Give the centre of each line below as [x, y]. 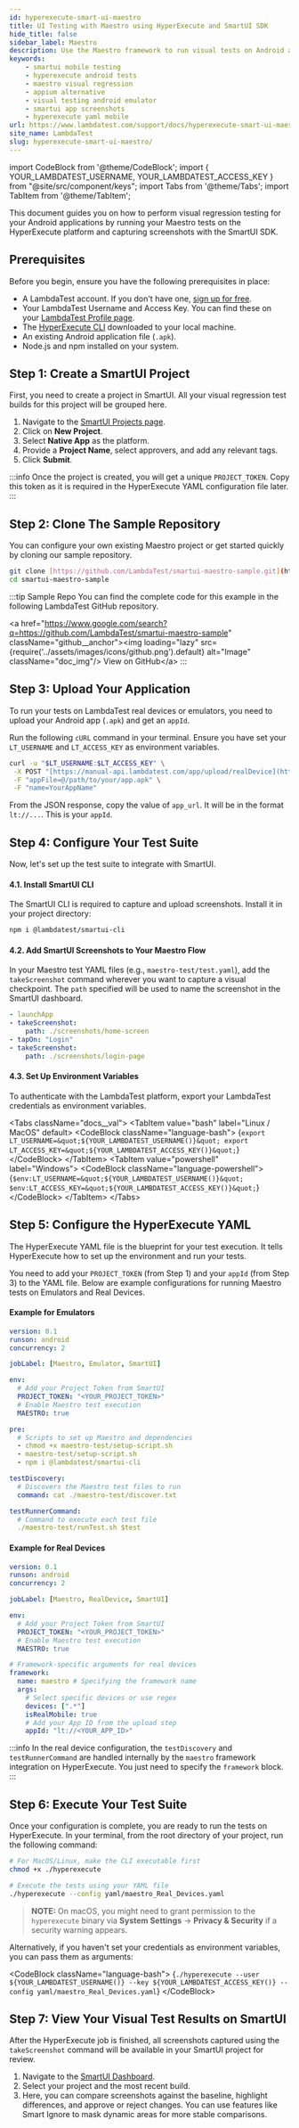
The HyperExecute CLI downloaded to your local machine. [129, 327]
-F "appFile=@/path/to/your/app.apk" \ [87, 780]
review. [22, 2059]
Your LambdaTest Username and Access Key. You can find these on [147, 307]
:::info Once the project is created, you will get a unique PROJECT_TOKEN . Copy [149, 477]
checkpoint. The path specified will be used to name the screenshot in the [145, 989]
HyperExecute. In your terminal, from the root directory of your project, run [146, 1836]
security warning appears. [79, 1929]
